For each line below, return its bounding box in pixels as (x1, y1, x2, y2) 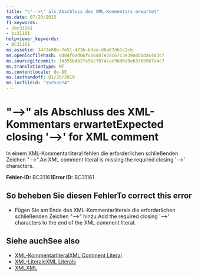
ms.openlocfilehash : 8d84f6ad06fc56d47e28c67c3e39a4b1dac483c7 (6, 52, 165, 58)
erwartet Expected (72, 118, 164, 131)
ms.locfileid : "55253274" (6, 80, 70, 86)
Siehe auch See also (6, 236, 80, 246)
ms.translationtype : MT (6, 63, 65, 70)
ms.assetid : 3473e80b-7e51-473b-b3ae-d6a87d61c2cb (6, 47, 133, 53)
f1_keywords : (6, 19, 38, 25)
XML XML (14, 264, 38, 271)
